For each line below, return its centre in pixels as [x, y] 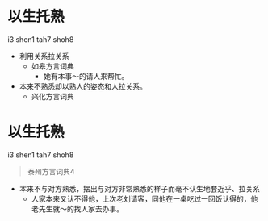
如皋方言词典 [52, 66]
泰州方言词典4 [51, 171]
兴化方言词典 [52, 96]
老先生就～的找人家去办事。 [77, 208]
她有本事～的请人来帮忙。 [86, 76]
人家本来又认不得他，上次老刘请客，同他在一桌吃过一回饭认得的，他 [144, 198]
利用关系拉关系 [44, 56]
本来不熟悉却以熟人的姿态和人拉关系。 [83, 86]
